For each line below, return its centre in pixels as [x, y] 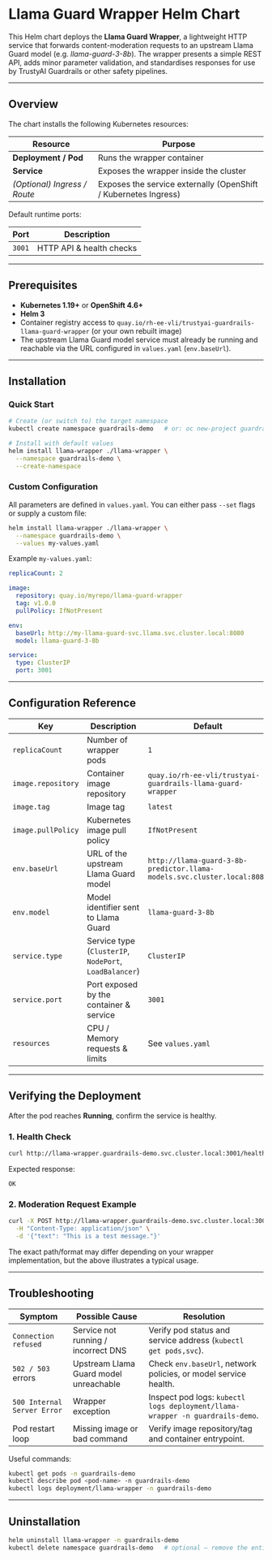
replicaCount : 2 [36, 573]
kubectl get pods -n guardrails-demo [72, 1474]
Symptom [39, 1316]
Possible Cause [107, 1316]
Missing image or [105, 1428]
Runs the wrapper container [151, 158]
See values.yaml [179, 1043]
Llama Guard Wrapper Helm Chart [124, 14]
